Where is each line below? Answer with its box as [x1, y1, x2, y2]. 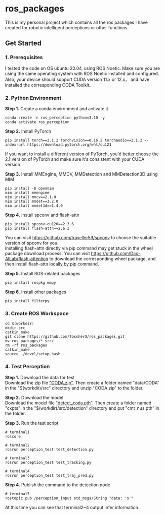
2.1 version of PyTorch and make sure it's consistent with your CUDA [5, 156, 145, 162]
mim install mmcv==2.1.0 [5, 194, 56, 199]
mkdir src [5, 325, 26, 330]
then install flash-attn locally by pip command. [5, 261, 99, 267]
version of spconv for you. [5, 240, 59, 246]
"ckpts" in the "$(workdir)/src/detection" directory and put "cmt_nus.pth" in [5, 405, 160, 411]
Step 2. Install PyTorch [5, 128, 51, 134]
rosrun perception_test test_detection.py [5, 447, 94, 452]
